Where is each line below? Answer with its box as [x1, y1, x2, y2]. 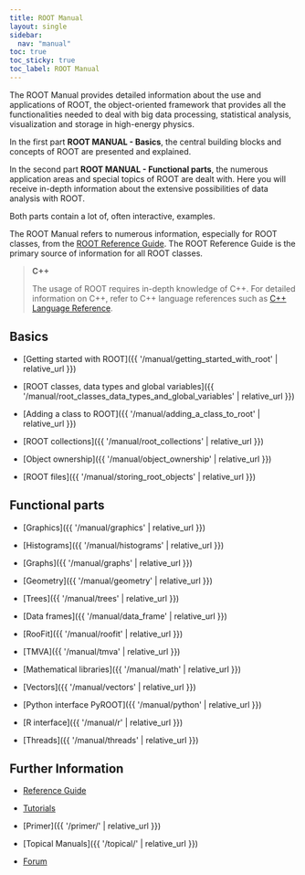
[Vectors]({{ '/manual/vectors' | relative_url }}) [22, 681, 196, 692]
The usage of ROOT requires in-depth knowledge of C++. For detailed [31, 283, 296, 293]
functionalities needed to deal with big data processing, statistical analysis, [9, 109, 292, 120]
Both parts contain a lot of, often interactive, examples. [9, 210, 216, 221]
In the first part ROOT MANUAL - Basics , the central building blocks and [9, 136, 281, 147]
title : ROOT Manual [9, 13, 84, 23]
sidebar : [9, 30, 43, 39]
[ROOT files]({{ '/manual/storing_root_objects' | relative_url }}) [22, 471, 257, 482]
